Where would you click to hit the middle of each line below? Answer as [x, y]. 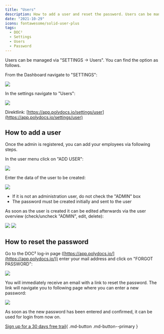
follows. [13, 65]
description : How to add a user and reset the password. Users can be [78, 14]
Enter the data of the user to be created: [45, 178]
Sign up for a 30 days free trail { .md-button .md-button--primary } [72, 327]
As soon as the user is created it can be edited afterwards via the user [76, 211]
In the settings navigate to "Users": [40, 93]
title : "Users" [20, 10]
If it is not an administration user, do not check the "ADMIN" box [76, 196]
